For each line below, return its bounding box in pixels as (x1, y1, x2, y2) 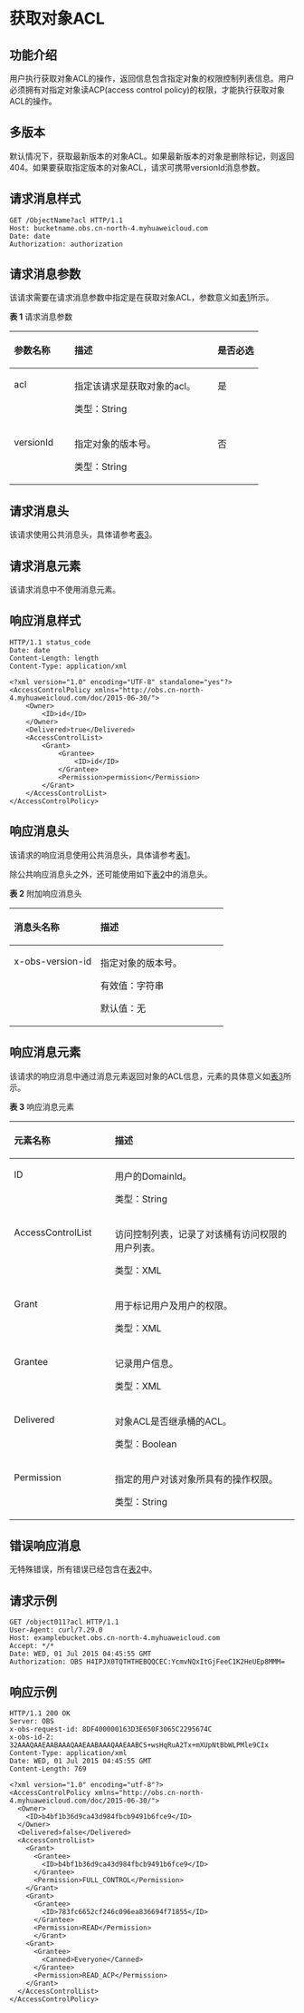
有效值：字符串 (100, 979, 165, 992)
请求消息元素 (9, 558, 81, 574)
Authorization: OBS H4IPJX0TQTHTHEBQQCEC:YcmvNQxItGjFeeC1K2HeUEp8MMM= (9, 1657, 285, 1666)
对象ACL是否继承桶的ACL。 (114, 1415, 233, 1428)
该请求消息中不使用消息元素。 (9, 584, 120, 595)
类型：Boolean (114, 1438, 177, 1450)
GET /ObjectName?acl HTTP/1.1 (9, 215, 124, 225)
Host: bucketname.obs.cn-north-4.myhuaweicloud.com (9, 223, 208, 232)
